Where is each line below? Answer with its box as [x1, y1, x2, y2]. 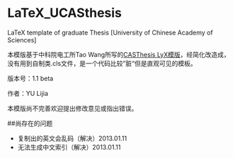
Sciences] [7, 35, 37, 44]
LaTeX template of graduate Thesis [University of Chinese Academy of [7, 28, 214, 37]
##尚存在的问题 [7, 119, 53, 128]
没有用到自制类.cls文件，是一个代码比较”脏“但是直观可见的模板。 [7, 59, 197, 68]
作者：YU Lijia [7, 89, 48, 97]
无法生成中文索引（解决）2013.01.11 [17, 142, 121, 151]
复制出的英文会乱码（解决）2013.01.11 [17, 134, 127, 142]
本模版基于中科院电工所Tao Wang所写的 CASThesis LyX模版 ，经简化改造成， [7, 50, 230, 59]
